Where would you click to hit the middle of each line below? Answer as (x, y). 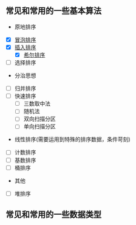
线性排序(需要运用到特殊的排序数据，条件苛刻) (73, 139)
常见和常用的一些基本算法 (53, 11)
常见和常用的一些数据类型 (53, 215)
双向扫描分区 (39, 119)
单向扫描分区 (39, 126)
